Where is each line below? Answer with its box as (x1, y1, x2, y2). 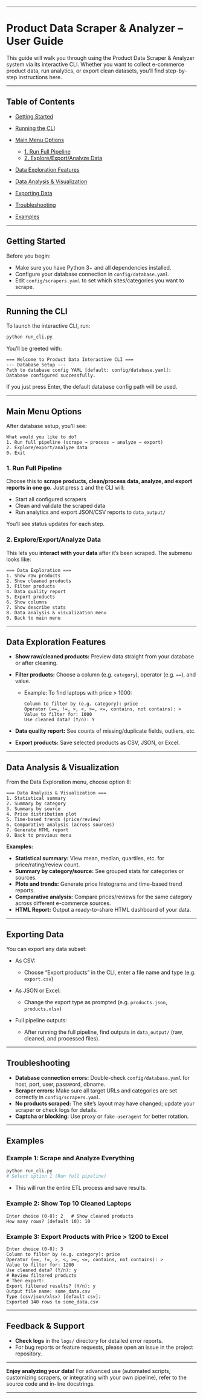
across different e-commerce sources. (14, 900, 111, 907)
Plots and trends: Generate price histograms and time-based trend (14, 880, 182, 888)
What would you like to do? (6, 434, 77, 440)
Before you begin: (6, 252, 51, 259)
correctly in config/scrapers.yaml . (14, 1093, 101, 1100)
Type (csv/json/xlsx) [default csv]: (6, 1293, 101, 1300)
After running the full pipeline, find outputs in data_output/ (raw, (24, 1028, 184, 1036)
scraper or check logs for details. (14, 1106, 98, 1113)
